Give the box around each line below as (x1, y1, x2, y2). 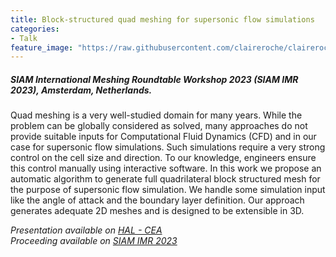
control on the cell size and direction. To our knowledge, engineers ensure (10, 152, 317, 164)
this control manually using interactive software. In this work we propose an (10, 162, 322, 175)
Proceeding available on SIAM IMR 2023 (10, 235, 178, 247)
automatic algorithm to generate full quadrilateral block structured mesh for (10, 173, 321, 185)
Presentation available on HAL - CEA (10, 224, 163, 236)
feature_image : (10, 42, 74, 53)
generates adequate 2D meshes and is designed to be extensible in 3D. (10, 205, 305, 217)
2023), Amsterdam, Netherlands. (10, 84, 153, 96)
